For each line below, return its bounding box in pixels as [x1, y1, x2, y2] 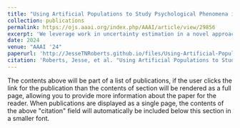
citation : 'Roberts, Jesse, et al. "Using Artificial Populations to [7, 57, 219, 64]
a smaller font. [7, 114, 50, 122]
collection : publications [7, 17, 84, 24]
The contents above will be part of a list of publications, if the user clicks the [7, 76, 232, 85]
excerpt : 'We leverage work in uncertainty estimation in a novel [7, 30, 209, 38]
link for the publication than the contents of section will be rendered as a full [7, 83, 231, 92]
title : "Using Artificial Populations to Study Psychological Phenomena [7, 10, 229, 18]
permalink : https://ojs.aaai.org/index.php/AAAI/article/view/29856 [7, 23, 216, 31]
